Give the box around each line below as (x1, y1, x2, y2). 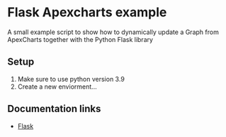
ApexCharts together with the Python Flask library (7, 35, 154, 43)
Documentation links (7, 103, 101, 115)
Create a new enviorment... (17, 82, 97, 91)
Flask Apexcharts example (7, 4, 167, 21)
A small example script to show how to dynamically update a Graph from (7, 28, 220, 36)
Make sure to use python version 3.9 (17, 75, 125, 83)
